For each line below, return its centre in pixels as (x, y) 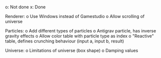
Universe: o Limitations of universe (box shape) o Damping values (72, 51)
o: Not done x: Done (25, 7)
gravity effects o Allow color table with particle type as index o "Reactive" (80, 36)
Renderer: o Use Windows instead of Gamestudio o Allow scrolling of (75, 16)
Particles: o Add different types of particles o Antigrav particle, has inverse (80, 31)
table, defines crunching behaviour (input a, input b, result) (65, 41)
